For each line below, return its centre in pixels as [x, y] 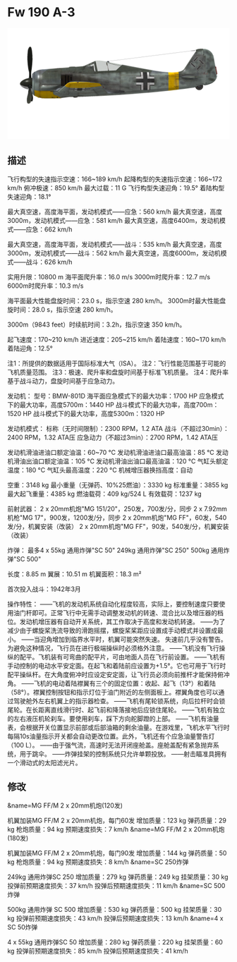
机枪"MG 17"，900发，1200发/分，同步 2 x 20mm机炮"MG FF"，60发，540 [117, 517]
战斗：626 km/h [49, 262]
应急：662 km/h [49, 229]
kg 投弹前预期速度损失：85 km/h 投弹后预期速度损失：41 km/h [98, 951]
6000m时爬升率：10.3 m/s [45, 286]
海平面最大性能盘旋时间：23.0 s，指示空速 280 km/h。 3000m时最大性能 [114, 300]
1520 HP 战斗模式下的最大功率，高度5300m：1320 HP [86, 413]
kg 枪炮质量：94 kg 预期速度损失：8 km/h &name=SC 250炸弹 [98, 862]
